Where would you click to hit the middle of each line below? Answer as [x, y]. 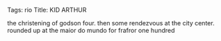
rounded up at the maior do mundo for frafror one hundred [91, 30]
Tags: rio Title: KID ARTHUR [47, 10]
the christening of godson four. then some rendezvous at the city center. [111, 23]
